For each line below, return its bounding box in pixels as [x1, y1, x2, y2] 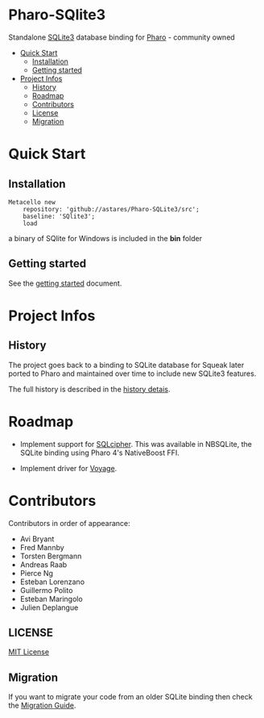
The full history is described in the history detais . [8, 384, 171, 394]
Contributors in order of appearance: [8, 518, 130, 528]
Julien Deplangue [19, 603, 79, 612]
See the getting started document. [8, 278, 122, 288]
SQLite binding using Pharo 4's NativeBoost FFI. [19, 448, 179, 457]
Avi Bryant [19, 534, 55, 544]
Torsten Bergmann [19, 551, 82, 561]
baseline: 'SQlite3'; [23, 212, 95, 220]
